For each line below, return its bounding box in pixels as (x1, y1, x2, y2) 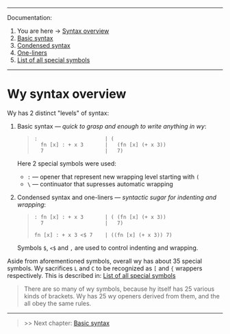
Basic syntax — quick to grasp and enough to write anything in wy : (16, 122, 207, 130)
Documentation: (7, 14, 53, 21)
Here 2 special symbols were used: (16, 159, 116, 168)
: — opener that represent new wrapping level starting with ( (27, 172, 200, 181)
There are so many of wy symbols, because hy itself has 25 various (23, 285, 215, 293)
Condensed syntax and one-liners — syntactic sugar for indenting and (16, 193, 217, 201)
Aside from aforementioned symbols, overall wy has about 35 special (7, 257, 203, 265)
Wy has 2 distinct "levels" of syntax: (7, 109, 110, 117)
